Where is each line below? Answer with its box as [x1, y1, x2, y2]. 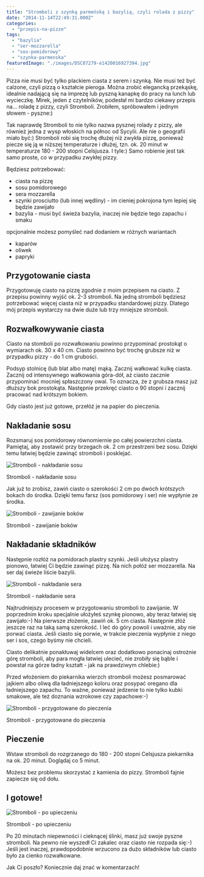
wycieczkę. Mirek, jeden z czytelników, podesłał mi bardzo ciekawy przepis [6, 96, 196, 104]
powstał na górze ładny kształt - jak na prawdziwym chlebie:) [6, 661, 160, 669]
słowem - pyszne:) [6, 109, 53, 117]
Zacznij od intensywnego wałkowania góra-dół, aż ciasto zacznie [6, 371, 170, 379]
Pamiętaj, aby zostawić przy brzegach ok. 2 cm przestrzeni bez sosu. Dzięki [6, 443, 198, 450]
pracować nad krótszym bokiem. [6, 391, 88, 398]
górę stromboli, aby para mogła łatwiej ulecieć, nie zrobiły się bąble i [6, 655, 178, 662]
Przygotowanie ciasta [6, 270, 91, 281]
